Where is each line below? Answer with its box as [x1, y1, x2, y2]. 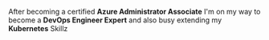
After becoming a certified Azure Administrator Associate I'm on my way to [8, 7, 261, 16]
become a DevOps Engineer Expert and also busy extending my [8, 15, 222, 25]
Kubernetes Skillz [8, 24, 68, 33]
